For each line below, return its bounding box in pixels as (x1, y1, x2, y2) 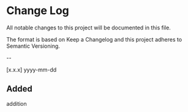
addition (6, 100, 28, 107)
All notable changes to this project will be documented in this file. (6, 24, 171, 31)
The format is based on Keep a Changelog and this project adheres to (6, 35, 182, 43)
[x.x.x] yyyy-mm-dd (6, 65, 57, 73)
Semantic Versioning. (6, 42, 60, 50)
